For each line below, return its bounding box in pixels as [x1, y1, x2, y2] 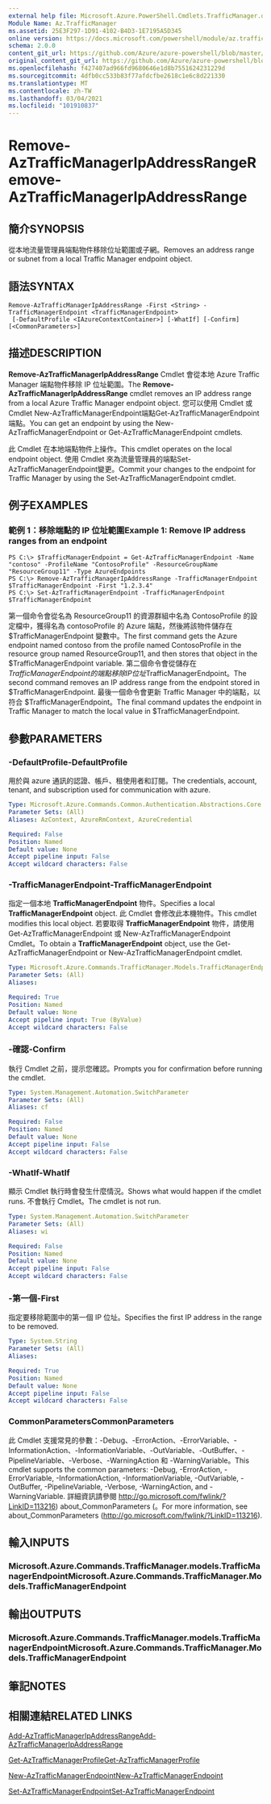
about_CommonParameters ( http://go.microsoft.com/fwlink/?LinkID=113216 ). [8, 1510, 263, 1520]
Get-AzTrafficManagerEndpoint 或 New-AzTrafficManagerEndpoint [8, 929, 231, 938]
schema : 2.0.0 [8, 42, 56, 50]
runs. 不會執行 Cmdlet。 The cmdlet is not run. [8, 1196, 161, 1206]
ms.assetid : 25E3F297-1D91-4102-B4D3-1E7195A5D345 [8, 27, 182, 35]
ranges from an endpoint [8, 536, 107, 547]
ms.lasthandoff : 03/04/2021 [8, 94, 103, 102]
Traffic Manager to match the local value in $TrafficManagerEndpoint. [8, 707, 240, 716]
